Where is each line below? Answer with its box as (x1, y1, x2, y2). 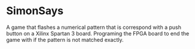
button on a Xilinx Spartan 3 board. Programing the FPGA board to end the (6, 30, 190, 37)
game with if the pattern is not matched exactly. (6, 36, 124, 43)
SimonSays (6, 4, 64, 18)
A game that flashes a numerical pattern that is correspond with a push (6, 24, 181, 31)
